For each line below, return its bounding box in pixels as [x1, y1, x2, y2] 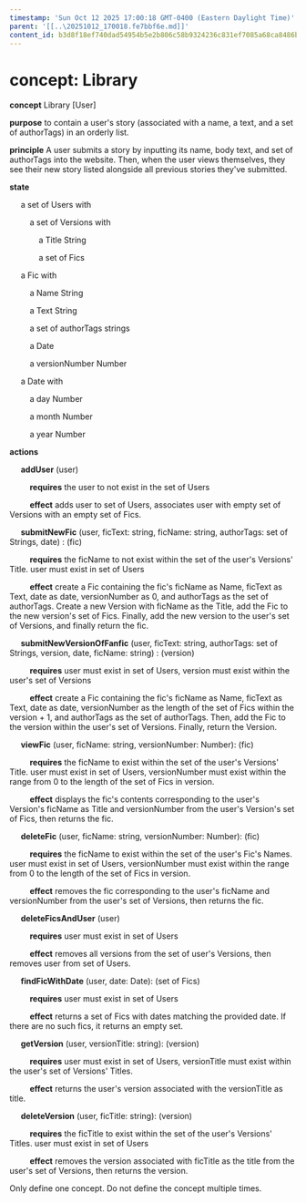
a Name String [29, 288, 84, 299]
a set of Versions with [29, 217, 111, 228]
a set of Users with [20, 200, 92, 211]
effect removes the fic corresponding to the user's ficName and [29, 886, 270, 897]
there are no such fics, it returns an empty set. [9, 1021, 184, 1032]
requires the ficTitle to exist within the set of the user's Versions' [29, 1128, 273, 1139]
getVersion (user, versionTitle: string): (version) [20, 1038, 200, 1049]
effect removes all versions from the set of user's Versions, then [29, 949, 271, 960]
